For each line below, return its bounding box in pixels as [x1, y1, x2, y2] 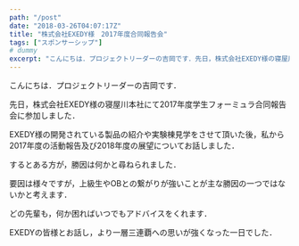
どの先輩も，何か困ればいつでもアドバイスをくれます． [9, 209, 212, 218]
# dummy [9, 46, 38, 55]
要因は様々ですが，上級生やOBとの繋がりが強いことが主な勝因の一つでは [9, 178, 278, 188]
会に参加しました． [9, 111, 80, 120]
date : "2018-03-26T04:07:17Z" [9, 21, 122, 30]
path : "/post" [9, 12, 62, 22]
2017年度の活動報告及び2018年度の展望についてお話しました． [9, 140, 239, 151]
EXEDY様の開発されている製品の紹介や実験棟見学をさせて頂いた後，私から [9, 129, 286, 139]
